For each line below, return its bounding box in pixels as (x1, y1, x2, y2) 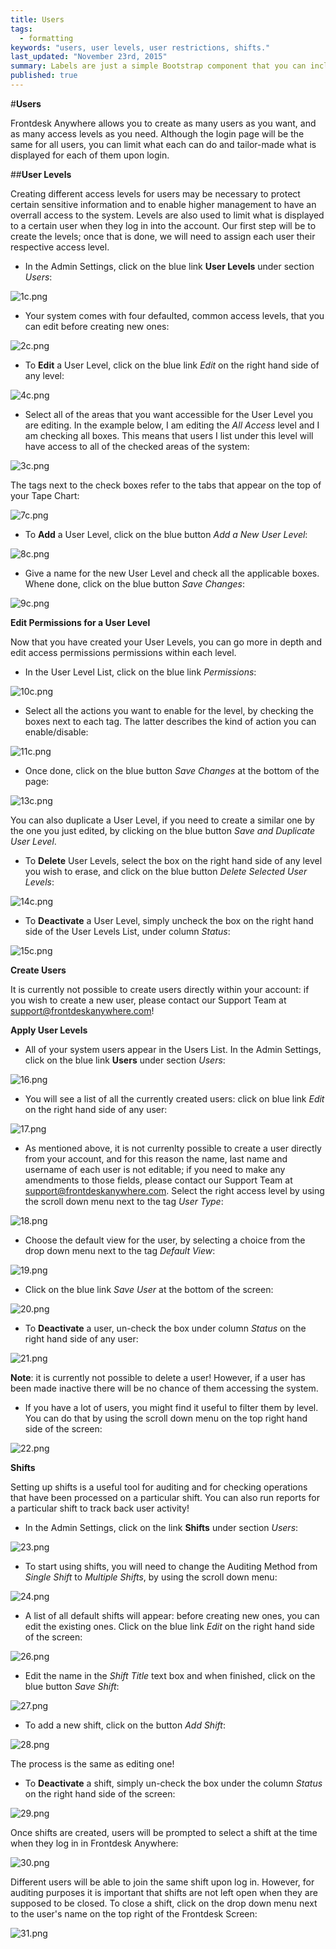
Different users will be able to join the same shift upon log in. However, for (10, 1876, 315, 1888)
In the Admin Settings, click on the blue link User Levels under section (24, 260, 315, 272)
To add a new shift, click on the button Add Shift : (24, 1719, 226, 1731)
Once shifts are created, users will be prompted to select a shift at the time (10, 1826, 318, 1838)
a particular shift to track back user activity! (10, 1502, 190, 1514)
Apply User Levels (10, 1024, 88, 1036)
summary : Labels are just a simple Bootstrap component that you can (10, 61, 307, 71)
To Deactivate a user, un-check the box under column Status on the (24, 1322, 307, 1334)
